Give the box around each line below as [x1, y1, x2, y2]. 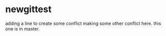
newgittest [5, 4, 52, 15]
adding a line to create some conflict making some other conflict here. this [5, 20, 161, 26]
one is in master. [5, 25, 40, 31]
